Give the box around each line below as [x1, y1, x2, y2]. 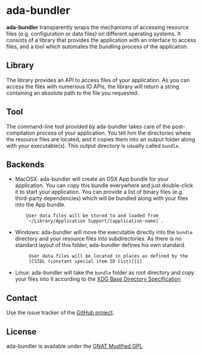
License [6, 327, 37, 337]
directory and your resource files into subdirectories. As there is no [14, 235, 182, 242]
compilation [6, 129, 36, 136]
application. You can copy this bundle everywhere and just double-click [14, 182, 194, 189]
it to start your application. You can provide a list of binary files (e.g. [14, 188, 184, 196]
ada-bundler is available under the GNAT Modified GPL [6, 342, 143, 350]
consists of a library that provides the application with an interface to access [6, 36, 197, 43]
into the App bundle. [14, 201, 66, 208]
